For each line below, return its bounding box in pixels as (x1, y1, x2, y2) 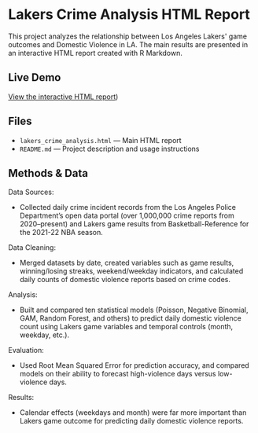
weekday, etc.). (19, 330, 69, 339)
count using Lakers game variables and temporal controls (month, (19, 322, 234, 332)
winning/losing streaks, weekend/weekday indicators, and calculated (19, 266, 244, 276)
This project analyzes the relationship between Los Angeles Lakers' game (8, 31, 248, 41)
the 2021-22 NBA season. (19, 228, 104, 237)
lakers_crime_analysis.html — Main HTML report (19, 135, 182, 145)
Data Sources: (8, 187, 54, 197)
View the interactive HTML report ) (8, 92, 119, 101)
